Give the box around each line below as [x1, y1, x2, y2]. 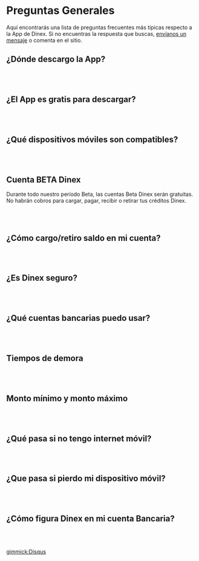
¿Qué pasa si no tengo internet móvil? [6, 433, 152, 443]
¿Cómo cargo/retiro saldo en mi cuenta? [6, 233, 161, 243]
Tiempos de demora [6, 353, 83, 364]
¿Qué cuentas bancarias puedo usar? [6, 313, 151, 323]
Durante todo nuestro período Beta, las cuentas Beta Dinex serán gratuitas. [6, 190, 194, 198]
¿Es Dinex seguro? [6, 273, 77, 283]
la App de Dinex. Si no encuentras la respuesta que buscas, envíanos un [6, 30, 187, 37]
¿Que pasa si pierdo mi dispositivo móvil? [6, 474, 166, 484]
